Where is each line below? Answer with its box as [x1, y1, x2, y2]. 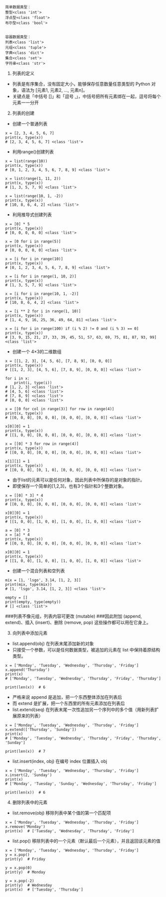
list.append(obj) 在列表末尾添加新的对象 [12, 641, 94, 646]
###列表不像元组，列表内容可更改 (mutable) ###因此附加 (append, [5, 613, 142, 619]
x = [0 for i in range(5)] [5, 239, 61, 244]
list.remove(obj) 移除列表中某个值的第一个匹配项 [12, 810, 111, 816]
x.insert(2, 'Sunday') [5, 772, 52, 777]
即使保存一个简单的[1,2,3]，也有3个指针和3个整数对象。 [12, 483, 127, 489]
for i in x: [5, 376, 30, 381]
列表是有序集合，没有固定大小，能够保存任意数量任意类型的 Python [12, 81, 151, 87]
